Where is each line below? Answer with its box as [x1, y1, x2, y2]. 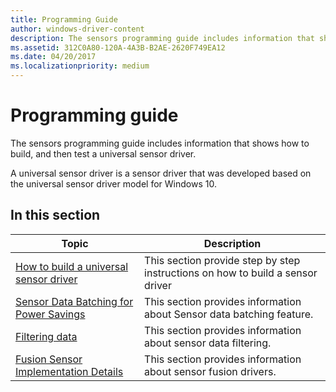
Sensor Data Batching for [15, 294, 134, 308]
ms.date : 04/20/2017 [10, 52, 97, 62]
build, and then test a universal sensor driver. [10, 147, 197, 160]
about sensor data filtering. [144, 336, 272, 350]
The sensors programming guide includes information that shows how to [10, 137, 310, 149]
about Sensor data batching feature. [144, 307, 314, 321]
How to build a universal [15, 259, 129, 273]
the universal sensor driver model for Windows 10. [10, 177, 217, 190]
